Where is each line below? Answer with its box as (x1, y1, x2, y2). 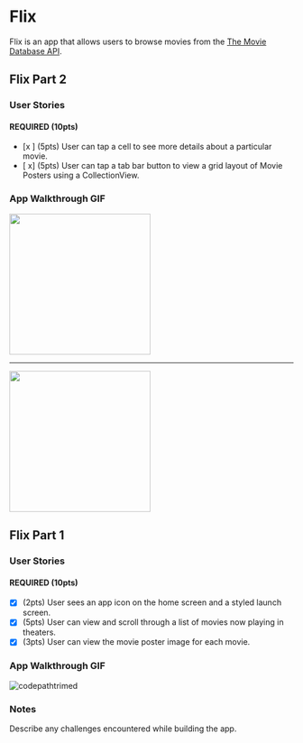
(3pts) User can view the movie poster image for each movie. (22, 637, 251, 647)
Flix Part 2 (9, 72, 68, 87)
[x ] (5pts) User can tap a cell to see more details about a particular (22, 142, 272, 152)
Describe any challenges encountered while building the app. (9, 723, 237, 734)
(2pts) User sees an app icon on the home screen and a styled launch (22, 597, 282, 608)
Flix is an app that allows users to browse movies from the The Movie (9, 36, 267, 47)
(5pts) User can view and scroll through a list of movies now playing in (22, 617, 284, 628)
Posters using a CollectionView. (22, 170, 140, 181)
